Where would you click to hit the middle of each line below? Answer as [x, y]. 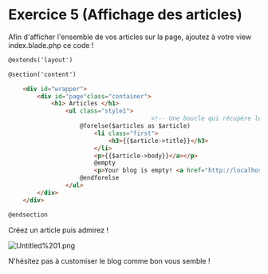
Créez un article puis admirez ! [59, 230]
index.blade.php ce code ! [51, 45]
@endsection [28, 214]
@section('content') [43, 74]
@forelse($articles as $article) [135, 126]
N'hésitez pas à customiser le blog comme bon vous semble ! [109, 260]
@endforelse [99, 178]
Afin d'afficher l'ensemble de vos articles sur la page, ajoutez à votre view [130, 37]
